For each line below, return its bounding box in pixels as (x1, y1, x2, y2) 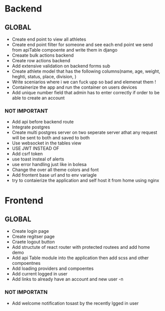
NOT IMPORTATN (4, 289, 48, 296)
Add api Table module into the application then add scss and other (11, 255, 149, 261)
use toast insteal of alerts (11, 156, 64, 162)
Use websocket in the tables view (11, 140, 81, 146)
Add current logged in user (11, 271, 68, 277)
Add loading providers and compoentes (11, 265, 94, 271)
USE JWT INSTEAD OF (11, 145, 59, 151)
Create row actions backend (11, 58, 70, 63)
